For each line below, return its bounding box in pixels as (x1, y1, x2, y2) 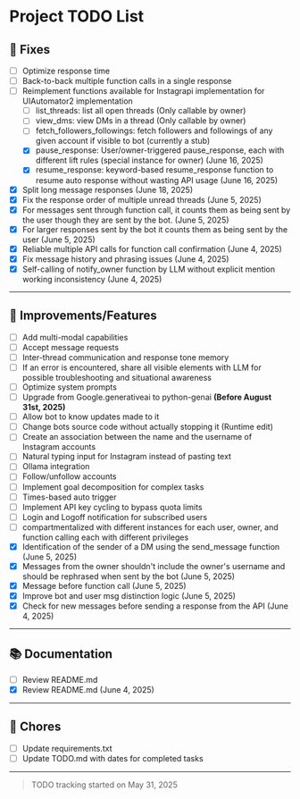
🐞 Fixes (9, 42, 51, 57)
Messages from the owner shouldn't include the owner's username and (21, 560, 286, 571)
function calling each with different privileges (21, 532, 189, 542)
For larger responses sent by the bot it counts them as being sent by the (21, 223, 288, 234)
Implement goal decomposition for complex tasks (21, 481, 204, 492)
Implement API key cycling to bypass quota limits (21, 501, 203, 512)
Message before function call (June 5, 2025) (21, 580, 187, 591)
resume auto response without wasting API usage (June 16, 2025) (35, 174, 279, 185)
